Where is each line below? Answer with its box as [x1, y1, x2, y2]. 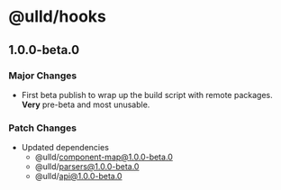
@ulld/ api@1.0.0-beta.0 [34, 171, 122, 182]
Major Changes [8, 69, 77, 82]
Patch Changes [8, 122, 77, 134]
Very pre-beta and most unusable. [21, 99, 150, 110]
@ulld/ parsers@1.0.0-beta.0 [34, 161, 140, 172]
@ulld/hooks [8, 6, 107, 27]
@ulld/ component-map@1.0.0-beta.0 [34, 151, 173, 163]
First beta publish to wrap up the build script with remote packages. [21, 89, 273, 100]
